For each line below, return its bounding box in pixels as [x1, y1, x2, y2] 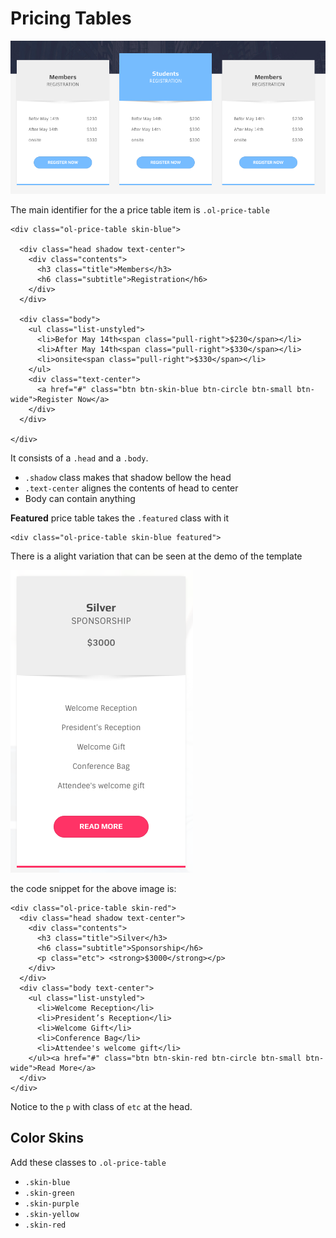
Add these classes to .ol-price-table [10, 1156, 167, 1168]
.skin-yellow [24, 1209, 80, 1219]
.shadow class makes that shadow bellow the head [24, 471, 232, 483]
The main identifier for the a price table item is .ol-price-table [10, 203, 270, 216]
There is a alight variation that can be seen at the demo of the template [10, 550, 303, 562]
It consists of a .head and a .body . [10, 452, 149, 464]
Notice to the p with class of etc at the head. [10, 1100, 193, 1112]
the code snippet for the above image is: [10, 882, 177, 894]
